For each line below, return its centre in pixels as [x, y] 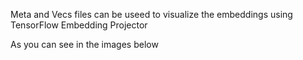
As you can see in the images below [84, 44]
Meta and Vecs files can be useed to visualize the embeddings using [151, 14]
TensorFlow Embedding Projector [79, 25]
